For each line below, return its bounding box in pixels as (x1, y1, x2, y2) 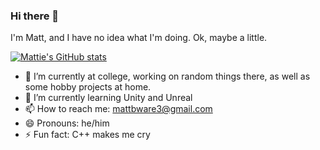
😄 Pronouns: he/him (24, 117, 110, 129)
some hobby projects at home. (24, 81, 152, 93)
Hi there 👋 (10, 9, 60, 23)
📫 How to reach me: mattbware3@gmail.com (24, 103, 213, 115)
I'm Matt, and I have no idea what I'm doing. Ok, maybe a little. (10, 32, 268, 44)
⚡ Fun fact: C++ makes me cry (24, 129, 151, 141)
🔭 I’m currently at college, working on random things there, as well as (24, 70, 311, 83)
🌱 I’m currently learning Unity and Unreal (24, 92, 193, 104)
